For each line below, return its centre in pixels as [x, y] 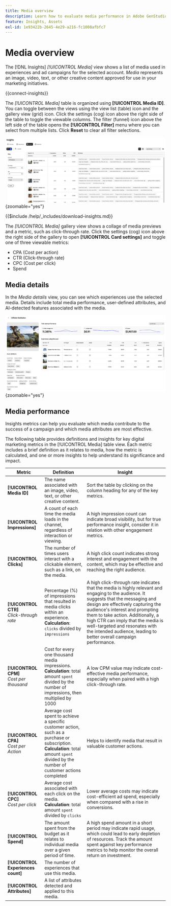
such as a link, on [63, 570]
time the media [60, 514]
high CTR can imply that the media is [125, 620]
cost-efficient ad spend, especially [123, 796]
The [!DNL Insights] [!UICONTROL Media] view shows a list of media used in [85, 67]
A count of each [61, 508]
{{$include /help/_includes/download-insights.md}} [59, 216]
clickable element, [63, 564]
